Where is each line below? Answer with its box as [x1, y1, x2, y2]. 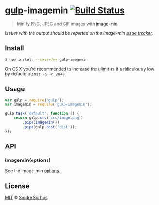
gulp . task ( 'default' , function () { [5, 111, 79, 116]
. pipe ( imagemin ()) [22, 120, 60, 125]
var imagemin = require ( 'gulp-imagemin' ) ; [5, 102, 92, 107]
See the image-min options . [5, 168, 61, 174]
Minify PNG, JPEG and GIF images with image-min [16, 21, 118, 27]
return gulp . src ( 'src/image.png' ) [14, 116, 83, 120]
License [5, 182, 30, 190]
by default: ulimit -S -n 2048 [5, 71, 64, 77]
